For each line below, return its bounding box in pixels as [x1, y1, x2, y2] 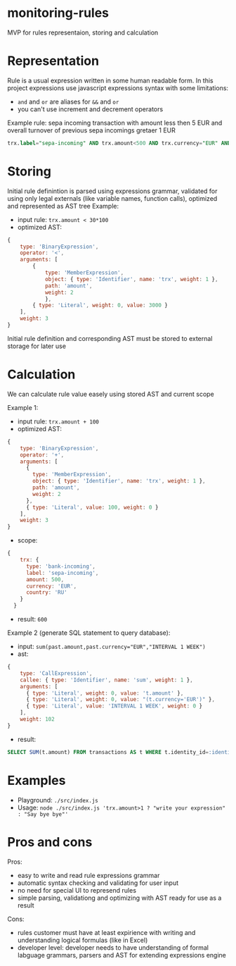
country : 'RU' [25, 589, 68, 596]
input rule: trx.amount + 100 [17, 417, 100, 426]
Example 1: [7, 403, 39, 411]
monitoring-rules [7, 5, 110, 21]
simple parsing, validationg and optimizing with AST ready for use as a [17, 893, 222, 902]
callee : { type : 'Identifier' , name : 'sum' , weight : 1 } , [20, 676, 193, 683]
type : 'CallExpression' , [20, 669, 93, 677]
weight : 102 [20, 716, 55, 723]
